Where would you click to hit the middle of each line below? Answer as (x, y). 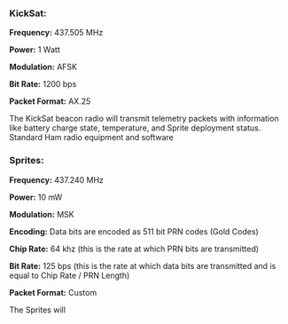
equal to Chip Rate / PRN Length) (70, 275)
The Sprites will (38, 310)
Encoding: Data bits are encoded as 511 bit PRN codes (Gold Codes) (134, 231)
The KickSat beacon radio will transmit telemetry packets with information (144, 119)
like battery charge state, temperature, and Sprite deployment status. (135, 128)
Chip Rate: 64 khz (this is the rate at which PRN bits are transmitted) (134, 249)
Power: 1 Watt (35, 50)
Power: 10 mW (36, 197)
